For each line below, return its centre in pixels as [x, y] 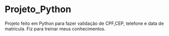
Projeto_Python [38, 9]
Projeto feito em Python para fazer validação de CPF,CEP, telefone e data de [84, 23]
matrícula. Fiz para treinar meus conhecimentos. [55, 28]
